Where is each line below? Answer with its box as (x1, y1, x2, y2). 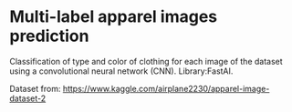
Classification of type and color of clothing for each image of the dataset (9, 56, 283, 66)
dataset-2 (9, 93, 47, 104)
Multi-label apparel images (9, 6, 217, 27)
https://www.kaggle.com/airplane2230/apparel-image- (62, 83, 270, 94)
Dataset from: (9, 83, 61, 94)
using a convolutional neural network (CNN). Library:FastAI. (9, 66, 234, 76)
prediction (9, 25, 89, 46)
